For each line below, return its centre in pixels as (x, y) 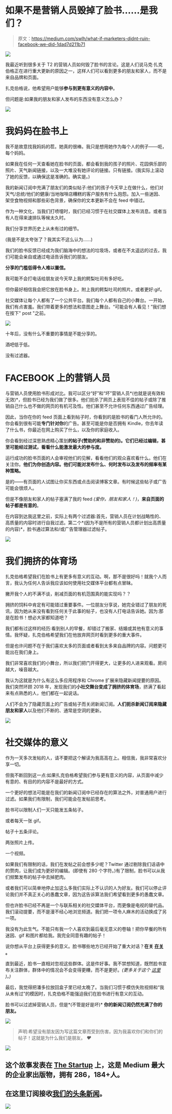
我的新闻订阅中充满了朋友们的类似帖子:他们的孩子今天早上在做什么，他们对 (84, 187)
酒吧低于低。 (19, 345)
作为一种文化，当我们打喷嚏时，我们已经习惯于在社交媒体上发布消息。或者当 (86, 211)
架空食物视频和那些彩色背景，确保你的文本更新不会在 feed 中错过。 (76, 200)
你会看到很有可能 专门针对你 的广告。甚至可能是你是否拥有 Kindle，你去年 (82, 423)
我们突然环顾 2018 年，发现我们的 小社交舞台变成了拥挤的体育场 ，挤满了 (81, 686)
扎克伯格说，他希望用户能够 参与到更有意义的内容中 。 (61, 88)
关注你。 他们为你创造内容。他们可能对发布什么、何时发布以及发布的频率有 (84, 464)
